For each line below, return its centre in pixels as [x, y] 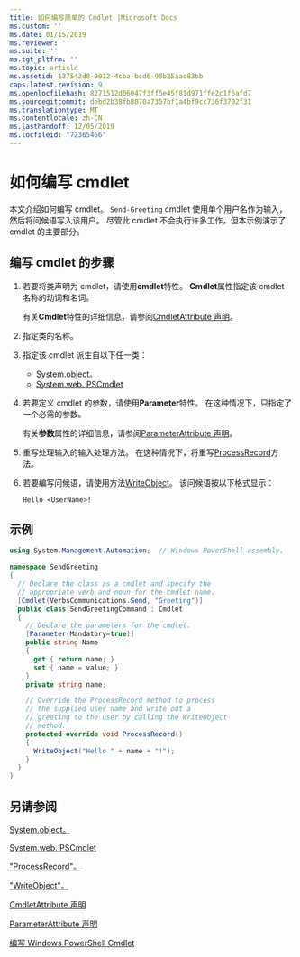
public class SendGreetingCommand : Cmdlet [100, 609]
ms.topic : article [44, 68]
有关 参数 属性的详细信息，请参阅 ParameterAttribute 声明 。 [130, 433]
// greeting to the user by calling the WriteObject [127, 717]
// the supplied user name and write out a [109, 709]
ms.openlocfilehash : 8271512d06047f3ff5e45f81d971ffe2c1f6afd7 [131, 93]
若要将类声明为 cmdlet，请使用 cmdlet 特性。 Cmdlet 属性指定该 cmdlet [153, 286]
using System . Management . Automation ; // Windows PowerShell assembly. [146, 551]
